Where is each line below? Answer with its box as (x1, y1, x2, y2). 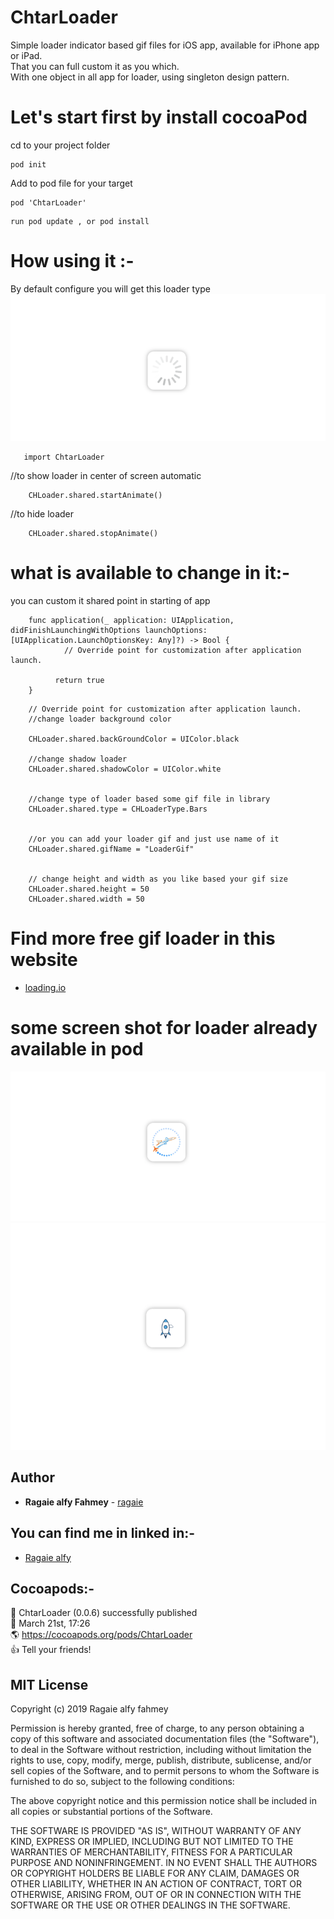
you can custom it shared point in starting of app (10, 595, 211, 607)
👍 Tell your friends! (10, 1644, 92, 1656)
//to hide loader (10, 508, 74, 520)
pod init (10, 159, 47, 170)
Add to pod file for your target (10, 177, 133, 189)
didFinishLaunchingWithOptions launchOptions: (10, 626, 208, 636)
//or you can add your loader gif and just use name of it (28, 834, 280, 845)
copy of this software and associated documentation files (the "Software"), (10, 1733, 320, 1745)
